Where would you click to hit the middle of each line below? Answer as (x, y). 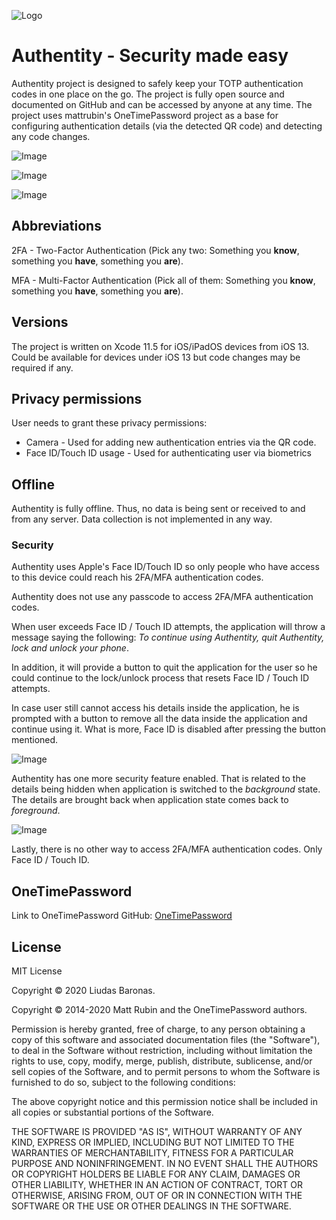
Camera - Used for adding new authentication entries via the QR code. (171, 442)
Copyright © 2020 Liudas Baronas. (83, 991)
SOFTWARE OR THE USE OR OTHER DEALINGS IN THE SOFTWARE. (151, 1206)
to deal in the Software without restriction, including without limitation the (162, 1051)
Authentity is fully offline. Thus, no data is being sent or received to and (158, 509)
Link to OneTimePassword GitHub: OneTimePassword (122, 916)
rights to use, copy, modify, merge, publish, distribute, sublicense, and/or (162, 1061)
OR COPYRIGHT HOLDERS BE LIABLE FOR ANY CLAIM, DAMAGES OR (156, 1174)
